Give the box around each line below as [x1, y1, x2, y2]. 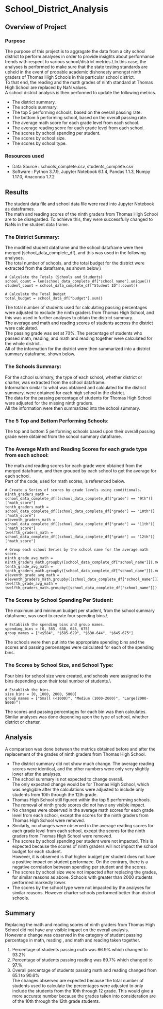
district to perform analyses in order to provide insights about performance [5, 53, 155, 59]
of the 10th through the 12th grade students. [12, 998, 100, 1004]
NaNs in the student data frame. [5, 221, 69, 227]
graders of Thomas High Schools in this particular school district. [5, 74, 135, 80]
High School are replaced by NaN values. [5, 84, 87, 90]
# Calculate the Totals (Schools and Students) [5, 275, 103, 280]
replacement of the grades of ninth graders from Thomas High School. [5, 751, 146, 757]
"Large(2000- [122, 696, 149, 701]
